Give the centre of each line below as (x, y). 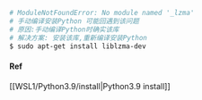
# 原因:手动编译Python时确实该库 (64, 29)
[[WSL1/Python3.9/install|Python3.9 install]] (90, 86)
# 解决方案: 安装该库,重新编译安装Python (79, 37)
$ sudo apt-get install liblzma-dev (78, 46)
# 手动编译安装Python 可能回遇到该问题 (74, 21)
